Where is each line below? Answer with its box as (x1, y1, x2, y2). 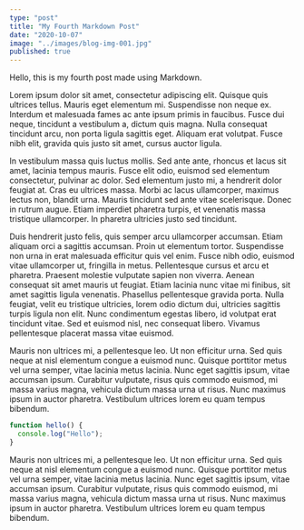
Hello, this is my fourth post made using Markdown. (9, 72, 202, 83)
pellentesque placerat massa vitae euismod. (9, 328, 174, 339)
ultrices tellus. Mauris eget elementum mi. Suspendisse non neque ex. (9, 99, 272, 110)
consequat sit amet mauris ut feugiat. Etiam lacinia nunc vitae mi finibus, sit (9, 279, 291, 291)
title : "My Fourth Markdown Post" (9, 22, 141, 31)
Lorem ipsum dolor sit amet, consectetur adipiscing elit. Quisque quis (9, 90, 269, 101)
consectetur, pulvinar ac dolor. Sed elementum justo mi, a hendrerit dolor (9, 175, 283, 186)
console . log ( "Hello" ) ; (17, 429, 103, 438)
